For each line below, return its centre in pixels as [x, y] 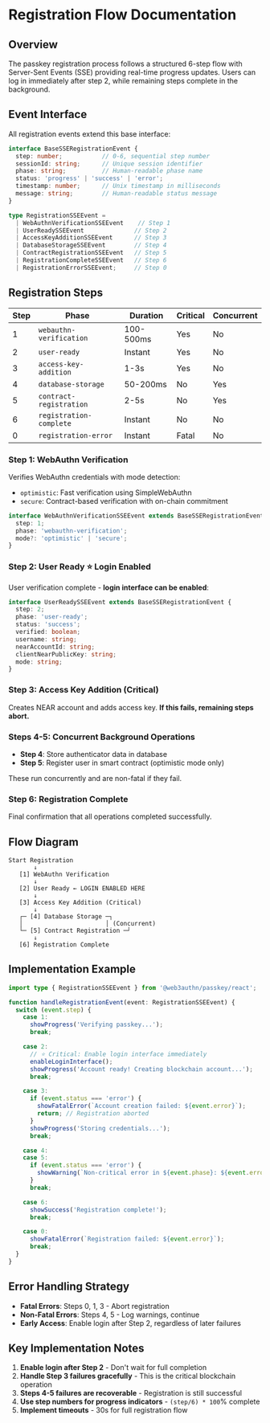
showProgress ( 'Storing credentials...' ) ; [100, 1128]
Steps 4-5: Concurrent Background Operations [102, 737]
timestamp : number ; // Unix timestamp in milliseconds [118, 186]
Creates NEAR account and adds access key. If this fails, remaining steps [131, 707]
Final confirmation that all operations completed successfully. [110, 816]
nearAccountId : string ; [55, 647]
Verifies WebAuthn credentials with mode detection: [94, 476]
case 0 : [35, 1232]
